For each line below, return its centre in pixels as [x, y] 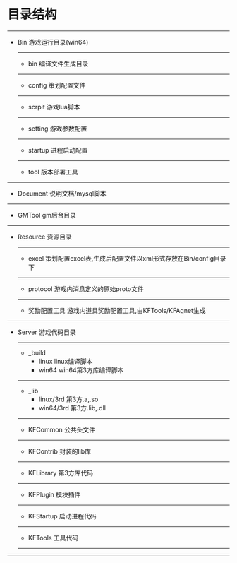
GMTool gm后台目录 [47, 215]
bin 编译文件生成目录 [58, 64]
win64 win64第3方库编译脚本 [81, 370]
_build [37, 352]
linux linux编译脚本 [66, 361]
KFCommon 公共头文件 [62, 429]
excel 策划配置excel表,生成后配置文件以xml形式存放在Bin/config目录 [127, 258]
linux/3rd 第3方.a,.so [68, 399]
